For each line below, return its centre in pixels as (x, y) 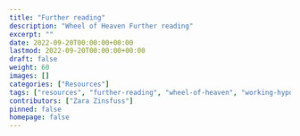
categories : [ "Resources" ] (59, 84)
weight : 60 (29, 68)
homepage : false (39, 117)
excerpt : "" (31, 34)
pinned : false (36, 109)
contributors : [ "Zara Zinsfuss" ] (71, 101)
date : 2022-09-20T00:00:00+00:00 (71, 42)
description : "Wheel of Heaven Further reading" (101, 26)
